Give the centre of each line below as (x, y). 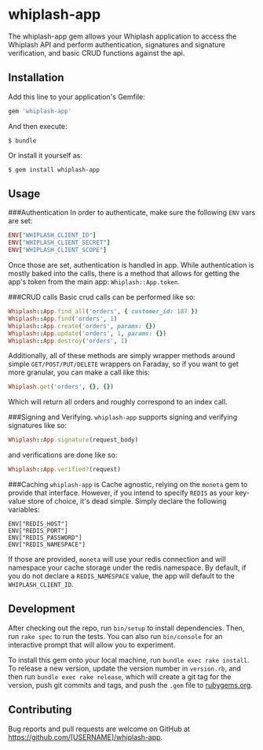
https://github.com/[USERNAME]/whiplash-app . (86, 737)
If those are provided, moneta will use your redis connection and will (117, 560)
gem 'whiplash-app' (40, 111)
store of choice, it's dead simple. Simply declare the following (127, 501)
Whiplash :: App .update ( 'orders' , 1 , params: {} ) (88, 333)
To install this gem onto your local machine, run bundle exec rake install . (129, 659)
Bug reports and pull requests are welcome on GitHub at (99, 729)
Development (42, 609)
